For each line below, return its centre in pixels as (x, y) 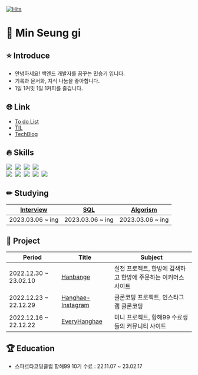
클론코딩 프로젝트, (137, 298)
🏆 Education (30, 348)
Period (32, 257)
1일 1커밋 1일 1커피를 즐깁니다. (49, 88)
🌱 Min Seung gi (44, 33)
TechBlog (26, 134)
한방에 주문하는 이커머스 (153, 277)
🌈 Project (23, 240)
